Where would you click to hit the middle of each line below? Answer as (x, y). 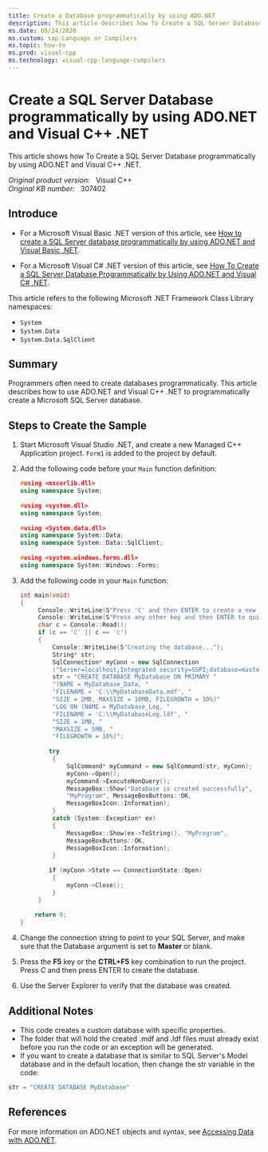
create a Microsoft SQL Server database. (75, 400)
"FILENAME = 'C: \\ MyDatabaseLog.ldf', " (120, 714)
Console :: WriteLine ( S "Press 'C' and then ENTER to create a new (147, 610)
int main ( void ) (45, 595)
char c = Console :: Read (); (83, 625)
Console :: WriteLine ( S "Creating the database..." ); (138, 647)
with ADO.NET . (33, 1140)
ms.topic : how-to (37, 46)
